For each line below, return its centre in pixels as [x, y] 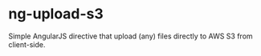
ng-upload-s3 [56, 14]
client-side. [27, 44]
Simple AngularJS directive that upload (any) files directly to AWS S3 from [130, 36]
